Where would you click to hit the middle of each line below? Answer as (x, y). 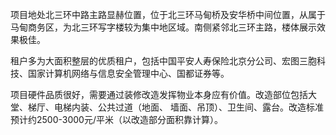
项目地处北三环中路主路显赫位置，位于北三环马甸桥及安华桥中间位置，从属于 (168, 14)
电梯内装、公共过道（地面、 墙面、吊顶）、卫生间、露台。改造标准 (188, 107)
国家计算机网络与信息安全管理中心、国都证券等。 (128, 73)
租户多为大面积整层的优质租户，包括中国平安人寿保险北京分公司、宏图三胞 (163, 61)
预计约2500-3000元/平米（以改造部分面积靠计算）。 (116, 119)
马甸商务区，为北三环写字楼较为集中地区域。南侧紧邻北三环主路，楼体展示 (163, 27)
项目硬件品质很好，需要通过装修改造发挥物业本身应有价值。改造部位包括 (159, 94)
